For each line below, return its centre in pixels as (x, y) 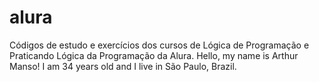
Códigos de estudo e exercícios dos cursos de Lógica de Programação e (159, 45)
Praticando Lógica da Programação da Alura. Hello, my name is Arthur (154, 55)
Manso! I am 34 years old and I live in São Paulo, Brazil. (123, 66)
